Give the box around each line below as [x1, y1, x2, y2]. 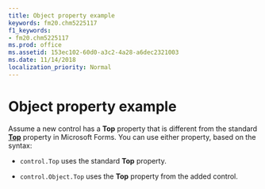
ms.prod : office [8, 41, 62, 49]
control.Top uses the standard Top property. [19, 156, 167, 165]
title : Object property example [8, 11, 115, 20]
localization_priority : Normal [8, 64, 112, 71]
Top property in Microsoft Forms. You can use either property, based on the [8, 132, 256, 141]
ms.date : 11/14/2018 [8, 56, 77, 64]
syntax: [8, 141, 33, 150]
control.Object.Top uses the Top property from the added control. [19, 172, 238, 181]
